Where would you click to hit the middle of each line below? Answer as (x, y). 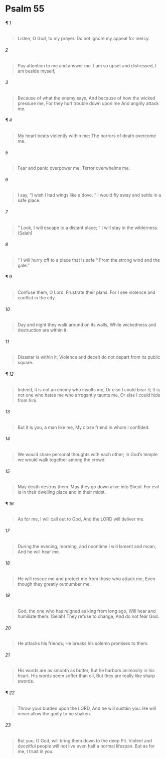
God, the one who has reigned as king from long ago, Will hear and (87, 611)
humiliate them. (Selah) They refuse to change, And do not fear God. (88, 616)
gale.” (24, 265)
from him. (27, 400)
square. (25, 363)
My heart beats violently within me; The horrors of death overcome (87, 136)
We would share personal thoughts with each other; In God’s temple (88, 455)
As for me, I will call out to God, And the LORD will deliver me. (81, 519)
